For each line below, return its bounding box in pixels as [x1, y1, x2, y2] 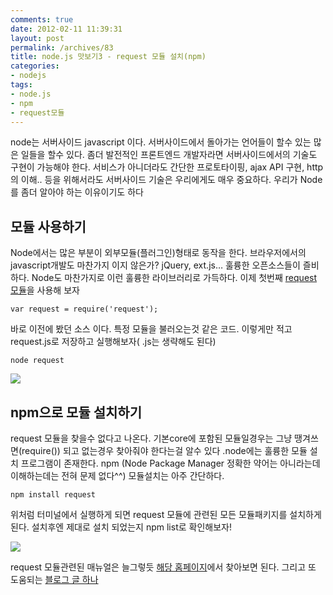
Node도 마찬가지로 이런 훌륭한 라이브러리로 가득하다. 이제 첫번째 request [31, 272, 318, 284]
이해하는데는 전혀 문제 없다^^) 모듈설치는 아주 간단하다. [10, 470, 225, 481]
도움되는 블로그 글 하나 [10, 574, 99, 585]
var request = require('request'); [10, 304, 159, 315]
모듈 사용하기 [10, 218, 87, 235]
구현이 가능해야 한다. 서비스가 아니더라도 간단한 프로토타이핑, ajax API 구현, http [10, 161, 324, 173]
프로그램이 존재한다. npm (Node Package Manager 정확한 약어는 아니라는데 [20, 457, 321, 469]
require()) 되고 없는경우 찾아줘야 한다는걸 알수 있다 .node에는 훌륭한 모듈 [21, 445, 308, 456]
